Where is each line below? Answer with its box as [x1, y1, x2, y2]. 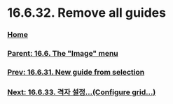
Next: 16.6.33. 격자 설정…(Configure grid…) [7, 87, 156, 97]
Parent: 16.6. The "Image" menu [7, 49, 119, 59]
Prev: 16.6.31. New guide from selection [7, 67, 145, 77]
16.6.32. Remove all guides [7, 5, 167, 21]
